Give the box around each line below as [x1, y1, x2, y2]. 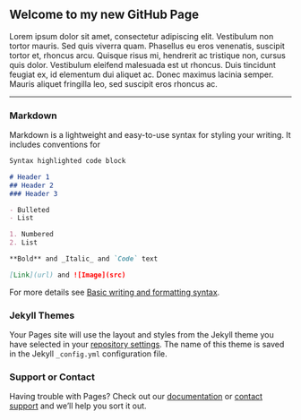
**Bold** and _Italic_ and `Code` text [9, 254, 159, 263]
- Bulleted [9, 205, 50, 214]
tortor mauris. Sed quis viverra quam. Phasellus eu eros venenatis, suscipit [9, 40, 285, 51]
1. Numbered [9, 230, 54, 239]
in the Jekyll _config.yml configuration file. [9, 348, 168, 359]
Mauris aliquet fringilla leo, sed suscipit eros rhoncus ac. [9, 78, 218, 89]
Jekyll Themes [9, 309, 75, 321]
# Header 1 [9, 172, 50, 182]
